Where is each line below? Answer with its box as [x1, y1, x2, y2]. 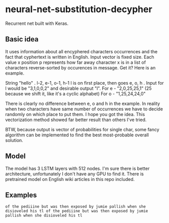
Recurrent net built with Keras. [5, 20, 69, 26]
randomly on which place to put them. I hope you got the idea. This [5, 111, 145, 117]
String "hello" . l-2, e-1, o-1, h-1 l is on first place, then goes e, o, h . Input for [5, 80, 164, 86]
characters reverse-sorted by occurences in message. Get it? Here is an [5, 64, 156, 70]
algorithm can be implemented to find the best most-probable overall [5, 132, 149, 138]
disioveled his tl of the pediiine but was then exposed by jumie [5, 209, 148, 214]
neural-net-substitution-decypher [5, 4, 153, 15]
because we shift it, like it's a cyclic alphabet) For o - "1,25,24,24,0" [5, 90, 146, 97]
